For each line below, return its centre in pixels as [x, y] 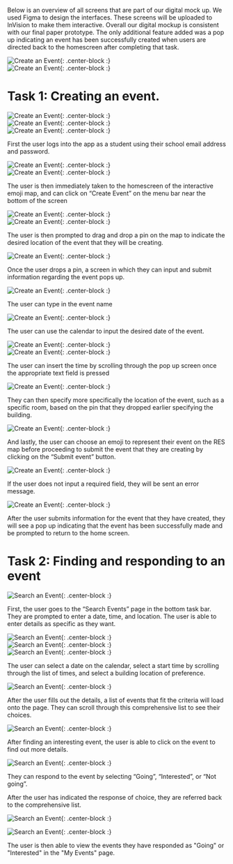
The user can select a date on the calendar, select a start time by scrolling [113, 665]
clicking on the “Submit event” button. [62, 456]
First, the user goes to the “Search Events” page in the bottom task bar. [109, 609]
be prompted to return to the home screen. [69, 532]
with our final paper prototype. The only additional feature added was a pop [116, 32]
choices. [19, 715]
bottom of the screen [38, 200]
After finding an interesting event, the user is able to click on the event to [111, 742]
